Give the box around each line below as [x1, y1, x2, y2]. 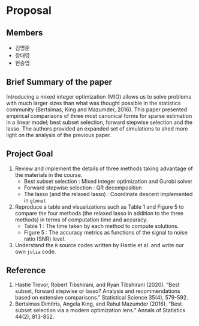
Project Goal [6, 149, 53, 159]
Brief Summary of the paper [6, 77, 113, 87]
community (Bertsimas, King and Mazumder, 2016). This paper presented [6, 106, 188, 113]
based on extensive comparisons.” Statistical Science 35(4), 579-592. [14, 294, 188, 301]
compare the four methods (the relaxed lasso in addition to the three [14, 209, 184, 217]
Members [6, 28, 43, 38]
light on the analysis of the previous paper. [6, 131, 112, 138]
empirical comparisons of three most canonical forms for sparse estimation [6, 112, 192, 119]
